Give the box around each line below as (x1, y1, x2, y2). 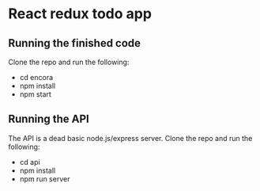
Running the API (8, 113, 89, 126)
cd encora (19, 73, 54, 82)
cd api (19, 157, 41, 166)
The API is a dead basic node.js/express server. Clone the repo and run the (8, 133, 253, 143)
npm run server (19, 174, 70, 183)
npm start (19, 90, 51, 99)
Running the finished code (8, 36, 141, 50)
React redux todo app (8, 5, 153, 23)
